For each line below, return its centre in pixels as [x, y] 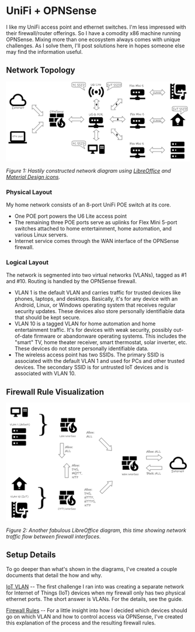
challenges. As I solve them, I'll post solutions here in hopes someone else [95, 46]
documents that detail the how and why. [54, 575]
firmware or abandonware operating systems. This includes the [110, 336]
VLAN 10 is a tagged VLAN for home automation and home [85, 324]
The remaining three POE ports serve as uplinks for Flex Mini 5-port [96, 222]
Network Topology [41, 71]
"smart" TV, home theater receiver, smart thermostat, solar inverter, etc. [101, 342]
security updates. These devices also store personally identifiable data [100, 311]
